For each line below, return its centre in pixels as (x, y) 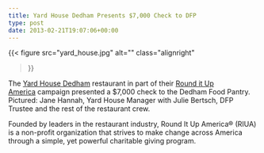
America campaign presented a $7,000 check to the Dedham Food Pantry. (130, 92)
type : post (26, 23)
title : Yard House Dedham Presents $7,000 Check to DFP (102, 15)
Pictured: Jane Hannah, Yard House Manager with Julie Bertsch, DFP (121, 101)
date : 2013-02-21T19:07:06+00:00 (63, 30)
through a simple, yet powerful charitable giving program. (102, 141)
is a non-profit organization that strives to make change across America (126, 132)
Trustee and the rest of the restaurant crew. (79, 109)
